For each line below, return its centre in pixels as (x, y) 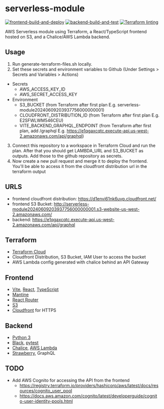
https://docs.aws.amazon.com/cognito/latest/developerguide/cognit (88, 396)
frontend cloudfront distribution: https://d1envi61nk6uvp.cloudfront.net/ (84, 198)
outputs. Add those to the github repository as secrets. (67, 156)
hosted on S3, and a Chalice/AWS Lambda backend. (58, 37)
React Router (25, 300)
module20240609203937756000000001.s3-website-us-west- (76, 209)
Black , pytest (25, 343)
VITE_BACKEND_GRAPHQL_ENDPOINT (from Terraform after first (85, 125)
